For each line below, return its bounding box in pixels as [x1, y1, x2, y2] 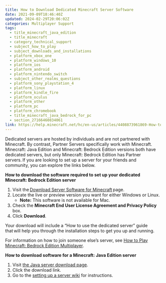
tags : [5, 26, 16, 31]
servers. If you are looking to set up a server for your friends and [5, 157, 137, 163]
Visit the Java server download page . [12, 262, 88, 268]
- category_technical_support [9, 40, 72, 45]
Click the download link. [12, 267, 61, 273]
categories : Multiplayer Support [5, 21, 74, 26]
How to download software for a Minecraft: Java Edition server [5, 252, 137, 258]
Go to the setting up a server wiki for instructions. [12, 272, 114, 278]
